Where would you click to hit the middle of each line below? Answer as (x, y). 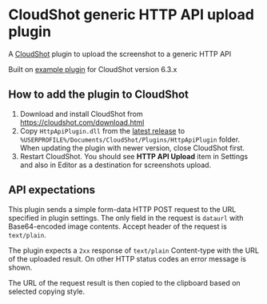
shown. (20, 267)
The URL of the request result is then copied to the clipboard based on (125, 282)
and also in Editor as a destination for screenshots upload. (116, 165)
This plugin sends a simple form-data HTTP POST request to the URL (122, 209)
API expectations (52, 190)
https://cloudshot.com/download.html (82, 122)
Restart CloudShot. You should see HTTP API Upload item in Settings (134, 156)
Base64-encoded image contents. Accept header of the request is (118, 226)
